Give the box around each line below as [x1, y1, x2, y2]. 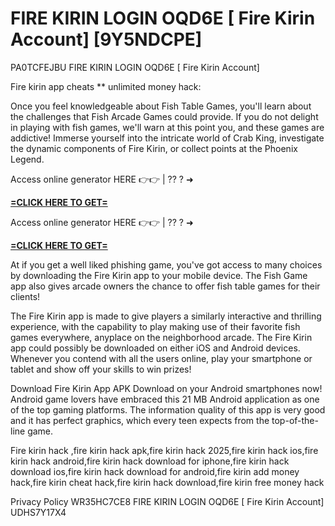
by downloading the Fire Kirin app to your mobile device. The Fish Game [10, 269, 308, 281]
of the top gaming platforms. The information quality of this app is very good [10, 403, 326, 416]
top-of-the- [271, 414, 319, 426]
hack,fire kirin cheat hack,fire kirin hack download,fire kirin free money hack [10, 476, 325, 488]
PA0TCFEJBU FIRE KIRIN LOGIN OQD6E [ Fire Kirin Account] [10, 61, 260, 73]
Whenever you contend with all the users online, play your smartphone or [10, 352, 313, 364]
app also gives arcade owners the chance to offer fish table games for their [10, 280, 321, 292]
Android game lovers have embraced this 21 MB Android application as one [10, 393, 320, 405]
